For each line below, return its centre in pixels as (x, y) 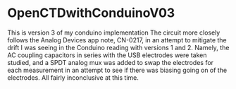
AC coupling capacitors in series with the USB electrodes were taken (107, 55)
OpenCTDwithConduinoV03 (91, 13)
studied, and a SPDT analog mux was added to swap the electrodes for (110, 62)
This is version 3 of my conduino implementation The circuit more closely (114, 32)
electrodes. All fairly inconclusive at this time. (73, 77)
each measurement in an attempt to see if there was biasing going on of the (117, 70)
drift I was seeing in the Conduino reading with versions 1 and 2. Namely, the (118, 47)
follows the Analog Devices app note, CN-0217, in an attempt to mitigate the (117, 40)
